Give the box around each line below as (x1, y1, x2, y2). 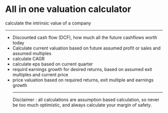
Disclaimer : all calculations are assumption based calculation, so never (12, 96, 159, 102)
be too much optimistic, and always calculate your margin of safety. (12, 101, 152, 108)
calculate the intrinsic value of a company (5, 20, 91, 26)
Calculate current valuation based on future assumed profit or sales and (12, 45, 161, 51)
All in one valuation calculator (5, 3, 131, 15)
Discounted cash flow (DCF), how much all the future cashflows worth (12, 34, 157, 40)
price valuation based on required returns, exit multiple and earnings (12, 76, 154, 83)
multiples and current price (12, 71, 68, 77)
